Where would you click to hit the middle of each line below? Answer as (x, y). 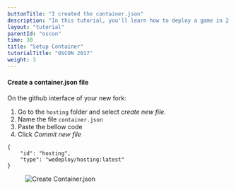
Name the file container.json (60, 119)
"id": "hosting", (46, 153)
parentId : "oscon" (34, 34)
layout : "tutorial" (36, 27)
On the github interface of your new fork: (67, 98)
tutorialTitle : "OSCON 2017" (50, 54)
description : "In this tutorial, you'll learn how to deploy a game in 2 (118, 20)
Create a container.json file (48, 83)
